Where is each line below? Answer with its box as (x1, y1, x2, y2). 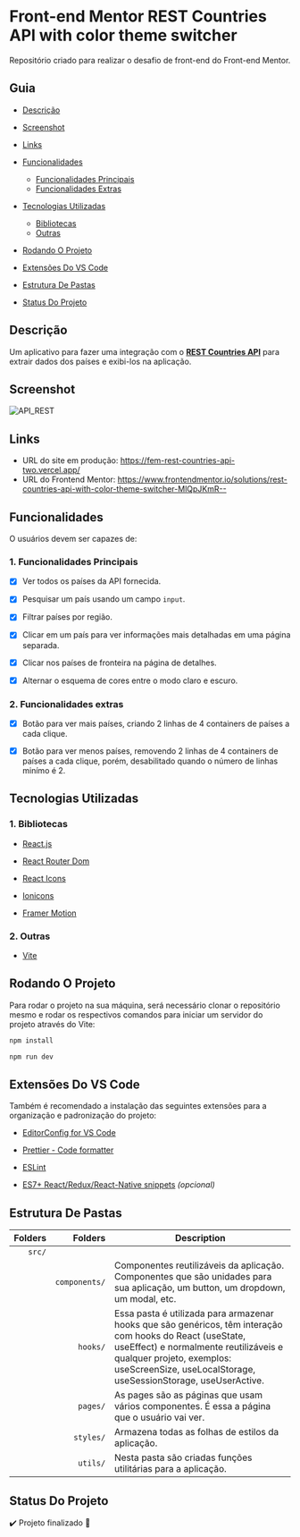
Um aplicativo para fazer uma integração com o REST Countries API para (9, 346, 279, 357)
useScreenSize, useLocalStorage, (114, 1364, 256, 1376)
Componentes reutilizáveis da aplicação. (114, 1259, 284, 1271)
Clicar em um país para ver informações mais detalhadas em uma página (21, 629, 291, 640)
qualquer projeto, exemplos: (114, 1352, 232, 1364)
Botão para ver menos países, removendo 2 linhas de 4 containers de (21, 746, 279, 756)
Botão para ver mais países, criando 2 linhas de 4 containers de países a (21, 718, 290, 729)
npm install (9, 1035, 54, 1045)
